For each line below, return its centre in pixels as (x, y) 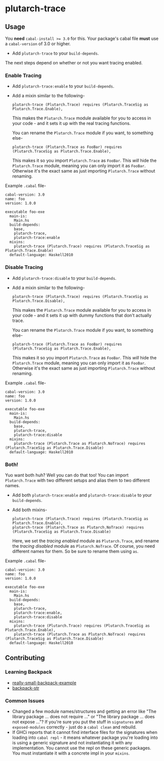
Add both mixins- (30, 510)
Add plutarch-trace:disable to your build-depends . (64, 278)
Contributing (25, 658)
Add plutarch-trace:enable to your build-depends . (63, 86)
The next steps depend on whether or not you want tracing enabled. (74, 63)
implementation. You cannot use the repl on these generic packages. (82, 748)
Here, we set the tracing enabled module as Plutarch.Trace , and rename (85, 541)
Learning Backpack (29, 672)
